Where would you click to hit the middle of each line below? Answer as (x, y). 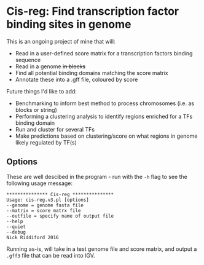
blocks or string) (36, 109)
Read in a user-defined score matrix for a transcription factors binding (104, 53)
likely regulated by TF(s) (46, 142)
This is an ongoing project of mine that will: (61, 41)
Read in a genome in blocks (50, 66)
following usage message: (39, 183)
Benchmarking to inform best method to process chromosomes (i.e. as (105, 103)
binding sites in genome (69, 24)
